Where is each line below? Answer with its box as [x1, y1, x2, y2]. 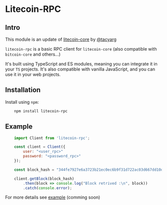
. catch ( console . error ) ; [23, 185, 72, 191]
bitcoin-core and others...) [5, 51, 61, 57]
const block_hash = [14, 167, 55, 172]
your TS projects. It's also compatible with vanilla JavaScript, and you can [5, 66, 156, 72]
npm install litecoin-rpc [14, 108, 68, 114]
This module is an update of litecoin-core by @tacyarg [5, 36, 117, 42]
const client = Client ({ [14, 144, 66, 149]
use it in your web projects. [5, 71, 61, 77]
